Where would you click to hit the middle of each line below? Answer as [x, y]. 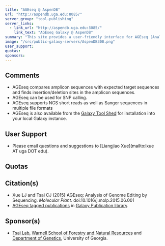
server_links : [20, 23]
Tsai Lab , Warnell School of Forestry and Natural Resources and [77, 233]
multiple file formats [32, 108]
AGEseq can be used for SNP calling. [50, 98]
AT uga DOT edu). [30, 151]
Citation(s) [22, 183]
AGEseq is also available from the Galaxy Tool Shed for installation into [84, 113]
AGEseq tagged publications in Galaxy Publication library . [70, 206]
